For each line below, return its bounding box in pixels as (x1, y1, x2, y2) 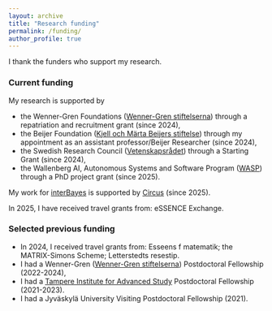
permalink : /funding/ (8, 27, 82, 35)
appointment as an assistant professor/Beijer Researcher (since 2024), (19, 137, 257, 147)
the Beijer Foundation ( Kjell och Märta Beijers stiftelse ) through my (19, 128, 243, 138)
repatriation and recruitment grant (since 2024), (19, 119, 181, 130)
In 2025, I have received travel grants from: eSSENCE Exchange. (8, 203, 224, 213)
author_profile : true (8, 34, 82, 43)
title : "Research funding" (8, 19, 100, 28)
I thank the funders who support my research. (8, 57, 162, 67)
